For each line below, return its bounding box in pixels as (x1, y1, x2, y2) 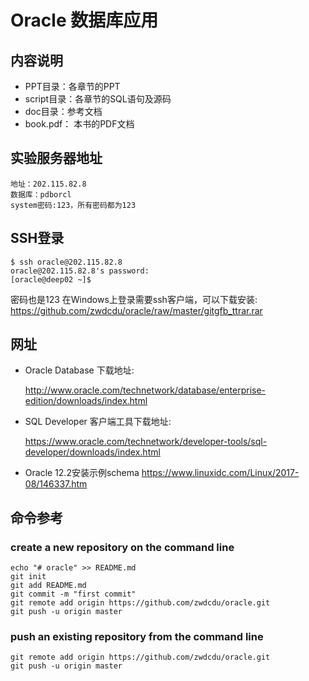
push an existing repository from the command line (10, 630, 264, 644)
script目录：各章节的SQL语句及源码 (24, 93, 172, 105)
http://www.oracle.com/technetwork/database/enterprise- (24, 384, 267, 396)
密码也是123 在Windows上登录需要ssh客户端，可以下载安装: (10, 293, 258, 305)
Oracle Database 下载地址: (24, 364, 135, 376)
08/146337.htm (24, 478, 88, 490)
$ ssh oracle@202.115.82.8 (10, 257, 123, 267)
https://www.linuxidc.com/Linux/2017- (141, 467, 300, 479)
